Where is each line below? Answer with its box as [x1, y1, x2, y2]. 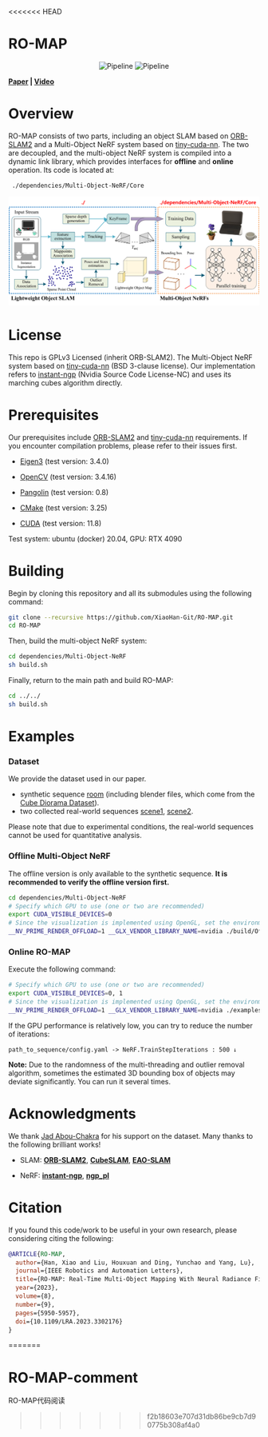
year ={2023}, [15, 1283, 59, 1292]
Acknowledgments [8, 1104, 137, 1123]
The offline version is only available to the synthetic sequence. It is [8, 868, 228, 878]
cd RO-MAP [8, 621, 41, 630]
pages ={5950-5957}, [15, 1309, 81, 1317]
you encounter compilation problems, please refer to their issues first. [8, 441, 238, 450]
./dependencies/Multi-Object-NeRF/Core [11, 182, 145, 190]
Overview [8, 105, 74, 123]
